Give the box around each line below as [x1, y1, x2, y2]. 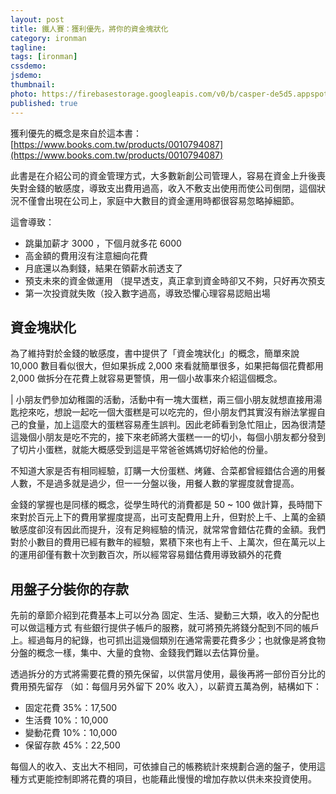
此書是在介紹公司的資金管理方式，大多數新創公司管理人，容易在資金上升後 [10, 169, 317, 181]
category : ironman [10, 33, 87, 43]
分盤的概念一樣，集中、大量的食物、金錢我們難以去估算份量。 [10, 647, 265, 659]
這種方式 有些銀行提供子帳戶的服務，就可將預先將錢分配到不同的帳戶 [36, 622, 320, 634]
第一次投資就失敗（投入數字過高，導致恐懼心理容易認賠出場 [24, 287, 271, 299]
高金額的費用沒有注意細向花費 [24, 249, 148, 261]
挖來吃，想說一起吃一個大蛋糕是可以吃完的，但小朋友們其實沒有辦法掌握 [18, 406, 317, 418]
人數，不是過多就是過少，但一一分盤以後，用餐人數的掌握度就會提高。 [10, 477, 300, 490]
